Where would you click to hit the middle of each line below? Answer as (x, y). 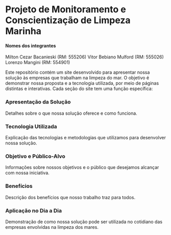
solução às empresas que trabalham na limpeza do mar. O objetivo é (77, 78)
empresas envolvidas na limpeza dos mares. (52, 227)
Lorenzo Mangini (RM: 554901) (38, 62)
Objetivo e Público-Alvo (35, 156)
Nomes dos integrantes (31, 46)
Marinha (23, 31)
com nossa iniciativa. (27, 173)
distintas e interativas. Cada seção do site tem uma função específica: (79, 89)
